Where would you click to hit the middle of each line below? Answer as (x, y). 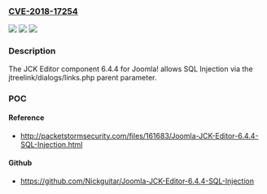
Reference (26, 118)
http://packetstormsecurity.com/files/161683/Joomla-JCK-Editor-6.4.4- (139, 136)
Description (32, 51)
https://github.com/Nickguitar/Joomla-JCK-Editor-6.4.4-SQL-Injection (137, 181)
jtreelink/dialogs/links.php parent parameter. (83, 77)
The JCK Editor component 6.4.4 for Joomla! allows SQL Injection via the (131, 69)
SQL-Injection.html (51, 144)
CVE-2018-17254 (44, 11)
